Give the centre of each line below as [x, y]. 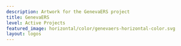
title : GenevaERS [28, 17]
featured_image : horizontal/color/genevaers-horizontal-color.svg [91, 28]
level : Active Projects [36, 23]
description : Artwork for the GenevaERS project [68, 12]
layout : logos [24, 34]
